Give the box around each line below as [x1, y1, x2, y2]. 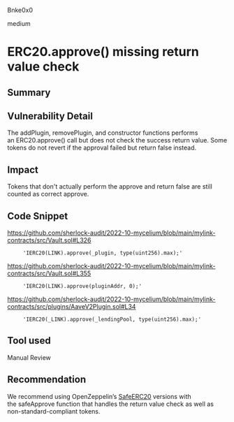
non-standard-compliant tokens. [7, 407, 101, 415]
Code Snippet [7, 210, 68, 222]
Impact [7, 163, 38, 175]
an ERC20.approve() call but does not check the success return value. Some [7, 136, 228, 145]
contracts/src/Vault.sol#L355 [7, 269, 92, 278]
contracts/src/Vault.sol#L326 [7, 236, 92, 245]
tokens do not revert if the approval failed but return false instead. [7, 143, 197, 152]
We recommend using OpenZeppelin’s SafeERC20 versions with [7, 392, 192, 400]
